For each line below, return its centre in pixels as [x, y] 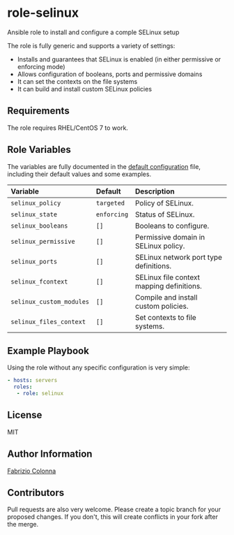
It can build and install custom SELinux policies [84, 89]
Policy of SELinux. [164, 203]
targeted [111, 203]
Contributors [36, 493]
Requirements [38, 111]
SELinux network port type [179, 257]
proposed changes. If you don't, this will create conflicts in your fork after [112, 517]
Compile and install [166, 297]
